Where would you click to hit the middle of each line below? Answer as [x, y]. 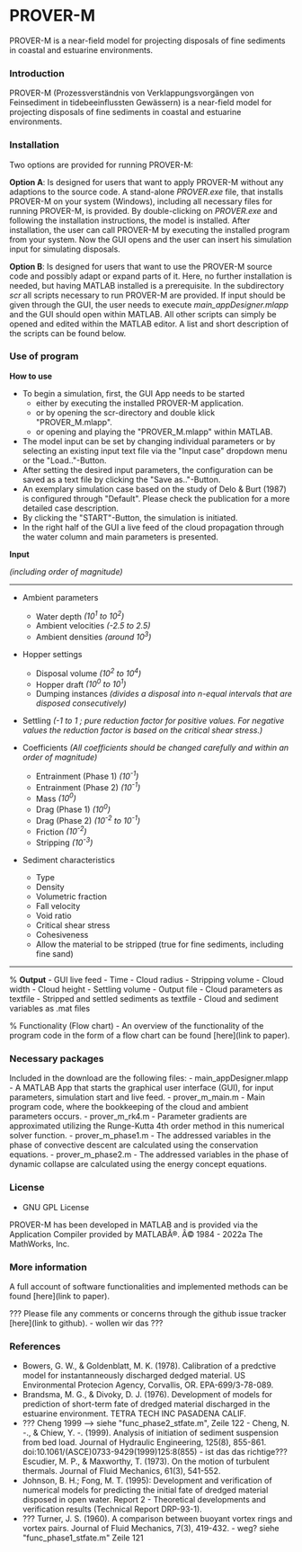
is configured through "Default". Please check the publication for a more [156, 498]
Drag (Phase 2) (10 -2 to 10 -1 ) [88, 820]
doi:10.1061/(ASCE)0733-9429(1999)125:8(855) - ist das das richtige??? [155, 1452]
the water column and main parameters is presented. [120, 537]
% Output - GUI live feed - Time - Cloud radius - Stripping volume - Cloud [147, 980]
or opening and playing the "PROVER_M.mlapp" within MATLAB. [154, 432]
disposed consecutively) [81, 703]
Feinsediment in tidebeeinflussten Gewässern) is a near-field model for [141, 103]
